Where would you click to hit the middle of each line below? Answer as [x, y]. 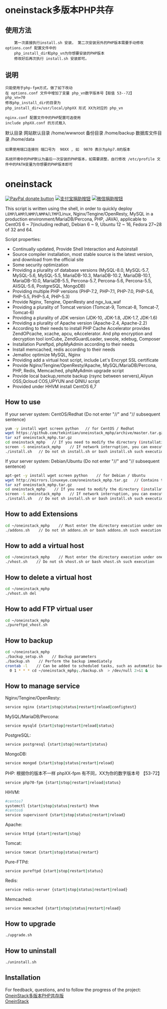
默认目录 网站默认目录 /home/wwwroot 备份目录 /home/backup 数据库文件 [81, 133]
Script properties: [23, 239]
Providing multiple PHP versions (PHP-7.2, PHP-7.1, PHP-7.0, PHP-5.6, [83, 291]
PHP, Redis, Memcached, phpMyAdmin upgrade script [68, 370]
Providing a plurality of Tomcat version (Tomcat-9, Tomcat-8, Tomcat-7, [86, 307]
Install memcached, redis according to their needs [64, 349]
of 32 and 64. [19, 229]
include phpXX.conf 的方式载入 [36, 123]
